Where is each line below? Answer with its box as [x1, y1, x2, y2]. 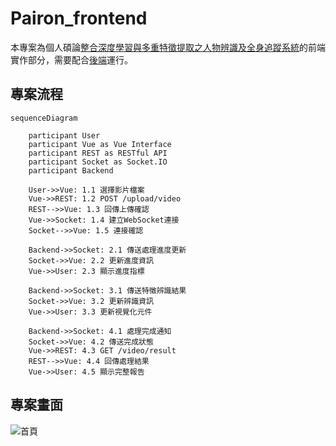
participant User [28, 130, 101, 141]
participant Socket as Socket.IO [28, 157, 168, 167]
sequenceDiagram [10, 113, 78, 123]
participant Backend [28, 165, 114, 176]
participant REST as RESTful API [28, 148, 168, 158]
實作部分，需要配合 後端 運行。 [10, 53, 133, 66]
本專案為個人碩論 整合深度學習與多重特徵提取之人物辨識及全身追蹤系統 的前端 [10, 41, 326, 53]
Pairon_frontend [10, 7, 148, 30]
